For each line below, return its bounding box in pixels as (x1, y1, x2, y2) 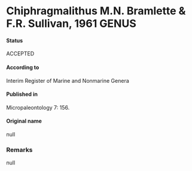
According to (6, 64, 39, 71)
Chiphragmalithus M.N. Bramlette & (6, 4, 186, 18)
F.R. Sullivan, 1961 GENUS (6, 17, 136, 30)
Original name (6, 117, 42, 125)
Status (6, 37, 23, 44)
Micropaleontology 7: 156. (6, 104, 70, 111)
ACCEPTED (6, 50, 35, 57)
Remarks (6, 145, 33, 154)
